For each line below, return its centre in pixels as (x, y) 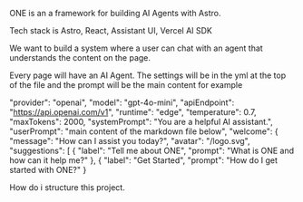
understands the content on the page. (80, 58)
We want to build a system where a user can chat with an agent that (136, 48)
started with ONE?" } (48, 170)
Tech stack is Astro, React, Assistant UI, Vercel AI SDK (111, 30)
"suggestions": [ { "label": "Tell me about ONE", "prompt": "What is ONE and (152, 150)
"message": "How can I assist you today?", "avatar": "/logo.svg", (130, 141)
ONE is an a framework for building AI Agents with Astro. (115, 13)
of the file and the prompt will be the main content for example (126, 85)
